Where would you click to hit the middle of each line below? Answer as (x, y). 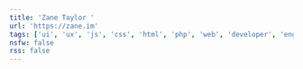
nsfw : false (32, 43)
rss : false (30, 51)
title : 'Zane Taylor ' (52, 17)
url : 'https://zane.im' (54, 26)
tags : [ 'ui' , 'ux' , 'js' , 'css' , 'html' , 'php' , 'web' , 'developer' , (143, 34)
